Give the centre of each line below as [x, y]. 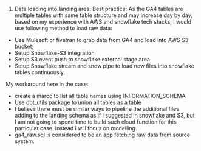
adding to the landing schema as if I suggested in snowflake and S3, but [104, 115]
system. [24, 141]
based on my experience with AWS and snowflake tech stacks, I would [103, 22]
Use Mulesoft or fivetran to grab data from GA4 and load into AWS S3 [101, 40]
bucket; [24, 46]
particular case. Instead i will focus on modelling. [76, 128]
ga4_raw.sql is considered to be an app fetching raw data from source [102, 135]
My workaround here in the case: [47, 84]
